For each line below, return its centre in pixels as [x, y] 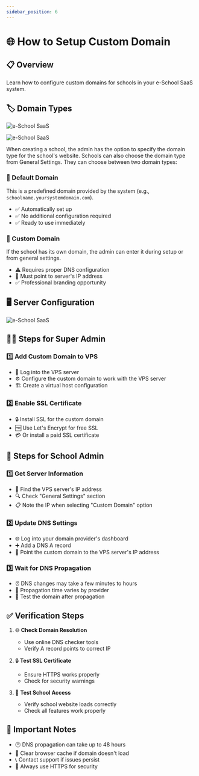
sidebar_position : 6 [32, 12]
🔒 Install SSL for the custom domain [59, 419]
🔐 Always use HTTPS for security [56, 766]
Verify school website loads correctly [70, 704]
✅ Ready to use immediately [50, 222]
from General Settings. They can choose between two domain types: [92, 162]
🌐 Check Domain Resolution [51, 630]
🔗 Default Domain [32, 178]
